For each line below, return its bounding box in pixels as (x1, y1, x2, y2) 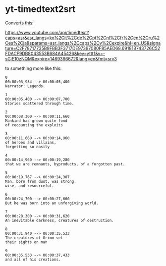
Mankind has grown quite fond (5, 118, 68, 123)
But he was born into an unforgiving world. (5, 201, 99, 206)
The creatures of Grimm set (5, 235, 63, 240)
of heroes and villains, (5, 140, 56, 145)
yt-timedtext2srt (5, 3, 76, 15)
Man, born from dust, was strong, (5, 179, 77, 184)
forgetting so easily (5, 144, 50, 149)
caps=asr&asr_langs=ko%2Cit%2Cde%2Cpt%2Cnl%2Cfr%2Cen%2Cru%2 (5, 35, 160, 41)
